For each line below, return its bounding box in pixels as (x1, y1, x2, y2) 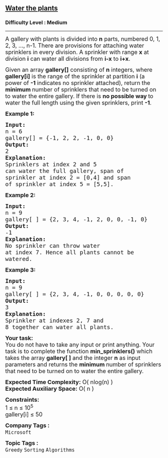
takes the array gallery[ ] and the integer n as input (5, 354, 141, 361)
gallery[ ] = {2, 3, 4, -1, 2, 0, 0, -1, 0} (5, 216, 148, 223)
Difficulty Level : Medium (5, 19, 67, 26)
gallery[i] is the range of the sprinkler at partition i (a (5, 72, 145, 80)
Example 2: (5, 191, 36, 199)
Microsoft (5, 429, 31, 435)
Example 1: (5, 110, 35, 117)
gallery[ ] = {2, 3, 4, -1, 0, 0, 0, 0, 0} (5, 290, 144, 298)
